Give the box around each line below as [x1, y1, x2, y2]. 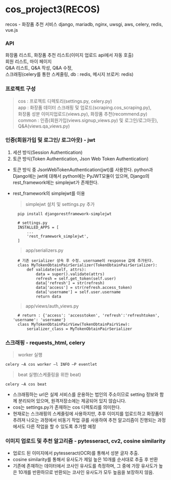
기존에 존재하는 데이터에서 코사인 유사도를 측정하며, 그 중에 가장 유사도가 [12, 463, 158, 469]
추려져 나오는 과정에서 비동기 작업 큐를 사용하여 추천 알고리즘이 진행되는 [12, 417, 157, 423]
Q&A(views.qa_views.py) [17, 123, 70, 129]
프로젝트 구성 [5, 86, 36, 93]
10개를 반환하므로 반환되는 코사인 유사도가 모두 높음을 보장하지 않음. [18, 469, 155, 475]
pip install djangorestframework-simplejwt [17, 211, 112, 216]
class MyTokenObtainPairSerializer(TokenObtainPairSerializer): [17, 262, 158, 267]
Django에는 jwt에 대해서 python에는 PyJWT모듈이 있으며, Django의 [12, 173, 149, 179]
